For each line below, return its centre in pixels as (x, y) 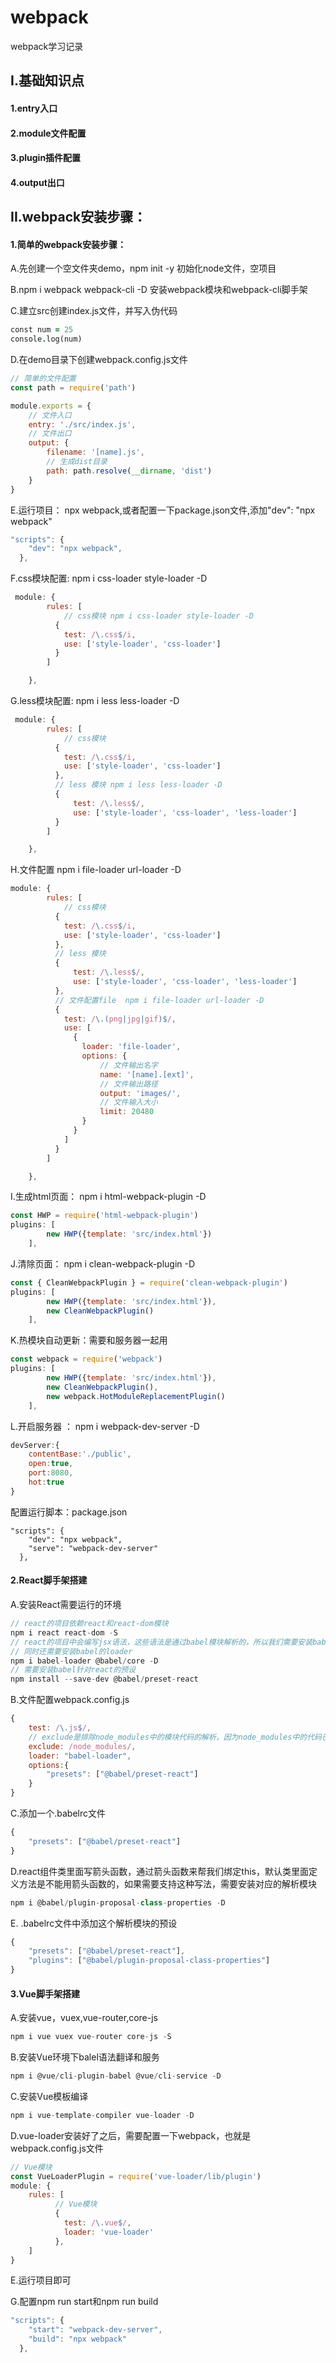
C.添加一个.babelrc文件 (58, 1813)
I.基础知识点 (47, 81)
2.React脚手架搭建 (49, 1580)
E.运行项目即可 (41, 2280)
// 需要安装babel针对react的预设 (73, 1670)
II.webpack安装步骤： (78, 217)
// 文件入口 (50, 415)
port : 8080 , (51, 1473)
